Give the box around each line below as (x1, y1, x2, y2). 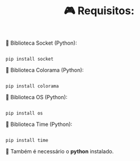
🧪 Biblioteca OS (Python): (5, 93, 68, 100)
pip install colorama (5, 83, 59, 89)
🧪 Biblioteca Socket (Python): (5, 39, 78, 46)
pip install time (5, 137, 49, 143)
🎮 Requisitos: (63, 4, 135, 18)
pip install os (5, 110, 43, 116)
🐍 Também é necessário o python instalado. (5, 147, 114, 154)
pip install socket (5, 56, 54, 62)
